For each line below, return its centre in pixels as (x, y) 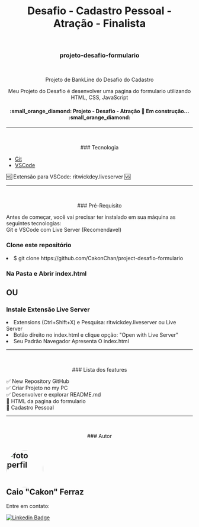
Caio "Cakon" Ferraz (45, 492)
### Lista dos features (99, 370)
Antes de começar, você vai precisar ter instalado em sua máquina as (91, 217)
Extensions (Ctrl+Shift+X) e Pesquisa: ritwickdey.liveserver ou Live (95, 322)
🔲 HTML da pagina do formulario (46, 401)
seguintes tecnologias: (34, 223)
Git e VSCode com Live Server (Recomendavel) (64, 230)
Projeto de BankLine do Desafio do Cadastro (99, 80)
